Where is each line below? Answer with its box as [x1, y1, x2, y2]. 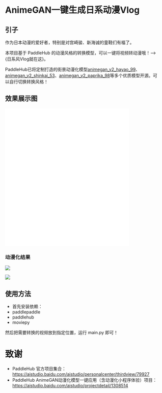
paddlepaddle [12, 309, 41, 314]
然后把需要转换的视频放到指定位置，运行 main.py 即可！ [5, 329, 118, 335]
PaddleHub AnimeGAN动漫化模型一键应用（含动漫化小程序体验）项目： [12, 377, 157, 383]
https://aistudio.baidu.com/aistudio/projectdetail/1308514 [12, 382, 129, 388]
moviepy [12, 319, 30, 325]
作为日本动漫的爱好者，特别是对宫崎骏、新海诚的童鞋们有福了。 [5, 40, 134, 45]
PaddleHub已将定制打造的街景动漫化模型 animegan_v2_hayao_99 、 [5, 67, 140, 72]
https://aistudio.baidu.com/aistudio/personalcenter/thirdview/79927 [12, 371, 150, 377]
